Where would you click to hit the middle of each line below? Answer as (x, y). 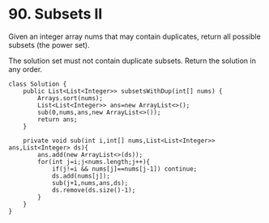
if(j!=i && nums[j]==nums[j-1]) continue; (124, 169)
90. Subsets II (56, 14)
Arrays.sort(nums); (70, 98)
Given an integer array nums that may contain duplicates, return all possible (134, 36)
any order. (26, 69)
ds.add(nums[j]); (81, 176)
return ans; (58, 119)
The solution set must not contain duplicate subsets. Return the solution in (132, 61)
